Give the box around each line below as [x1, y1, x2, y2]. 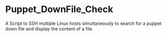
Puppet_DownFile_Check [5, 4, 114, 15]
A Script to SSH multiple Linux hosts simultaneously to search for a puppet [5, 20, 162, 26]
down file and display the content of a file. [5, 25, 94, 31]
